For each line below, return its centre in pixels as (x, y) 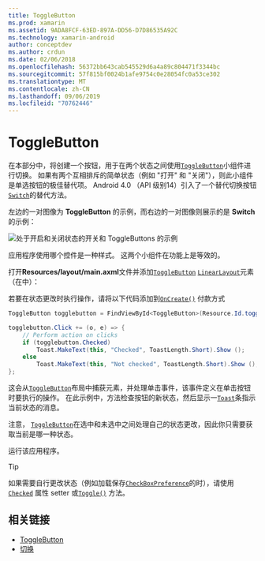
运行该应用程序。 (36, 451)
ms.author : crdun (37, 52)
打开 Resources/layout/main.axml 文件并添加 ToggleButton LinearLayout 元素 (131, 272)
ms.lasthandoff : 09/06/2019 (54, 96)
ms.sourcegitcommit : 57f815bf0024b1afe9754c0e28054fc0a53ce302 (114, 74)
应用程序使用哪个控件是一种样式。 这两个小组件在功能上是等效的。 (116, 255)
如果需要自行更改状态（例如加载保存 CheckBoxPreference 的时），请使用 (121, 483)
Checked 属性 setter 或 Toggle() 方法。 (69, 493)
